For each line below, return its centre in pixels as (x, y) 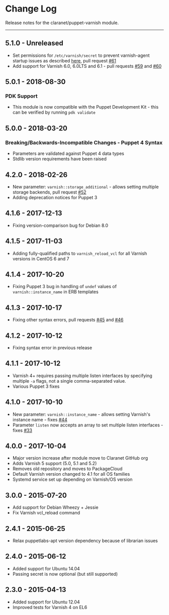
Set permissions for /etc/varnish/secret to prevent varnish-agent (81, 55)
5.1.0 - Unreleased (34, 43)
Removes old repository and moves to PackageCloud (67, 469)
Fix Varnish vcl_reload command (46, 513)
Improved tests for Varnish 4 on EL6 (50, 607)
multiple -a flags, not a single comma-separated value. (69, 381)
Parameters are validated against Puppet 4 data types (68, 153)
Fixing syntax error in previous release (52, 348)
